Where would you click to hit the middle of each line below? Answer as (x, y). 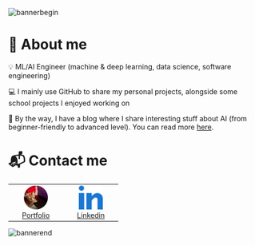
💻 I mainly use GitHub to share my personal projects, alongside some (123, 91)
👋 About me (48, 45)
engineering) (29, 75)
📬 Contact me (58, 161)
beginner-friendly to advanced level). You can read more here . (111, 127)
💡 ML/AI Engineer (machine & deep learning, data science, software (120, 66)
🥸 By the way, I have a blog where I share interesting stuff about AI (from (128, 118)
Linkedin (91, 215)
